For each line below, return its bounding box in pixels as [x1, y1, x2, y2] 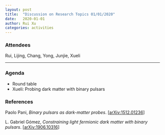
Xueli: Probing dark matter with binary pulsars [12, 86, 105, 92]
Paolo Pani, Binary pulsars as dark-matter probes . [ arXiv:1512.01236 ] [5, 109, 145, 115]
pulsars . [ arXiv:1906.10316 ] [5, 124, 60, 130]
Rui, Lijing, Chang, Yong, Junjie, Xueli [5, 53, 81, 59]
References [5, 98, 33, 105]
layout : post [5, 7, 32, 12]
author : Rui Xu [5, 21, 36, 26]
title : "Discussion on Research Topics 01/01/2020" [5, 12, 115, 17]
